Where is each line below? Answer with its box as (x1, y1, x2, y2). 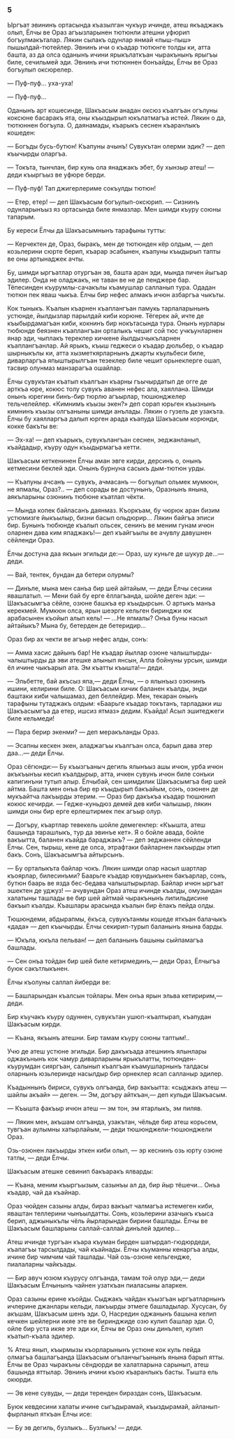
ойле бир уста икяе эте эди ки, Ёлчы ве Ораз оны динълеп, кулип (7, 1325, 204, 1333)
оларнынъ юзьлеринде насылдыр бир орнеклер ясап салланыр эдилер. (7, 1070, 224, 1078)
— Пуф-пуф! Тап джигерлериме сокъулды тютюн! (7, 184, 156, 193)
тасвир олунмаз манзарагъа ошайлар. (7, 364, 122, 372)
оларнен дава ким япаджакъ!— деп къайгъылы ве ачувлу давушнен (7, 528, 212, 537)
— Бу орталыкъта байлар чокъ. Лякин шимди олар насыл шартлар (7, 864, 207, 873)
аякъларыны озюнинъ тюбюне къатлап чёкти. (7, 493, 145, 501)
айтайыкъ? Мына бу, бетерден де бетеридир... (7, 622, 147, 630)
